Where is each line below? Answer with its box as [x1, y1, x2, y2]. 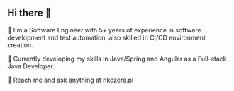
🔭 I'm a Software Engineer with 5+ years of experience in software [7, 25, 201, 34]
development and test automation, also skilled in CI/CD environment [7, 33, 206, 42]
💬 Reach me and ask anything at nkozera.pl [7, 75, 134, 84]
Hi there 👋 [7, 7, 52, 19]
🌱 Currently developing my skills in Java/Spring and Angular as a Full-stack [7, 54, 227, 63]
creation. [7, 40, 33, 49]
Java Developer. [7, 61, 55, 71]
